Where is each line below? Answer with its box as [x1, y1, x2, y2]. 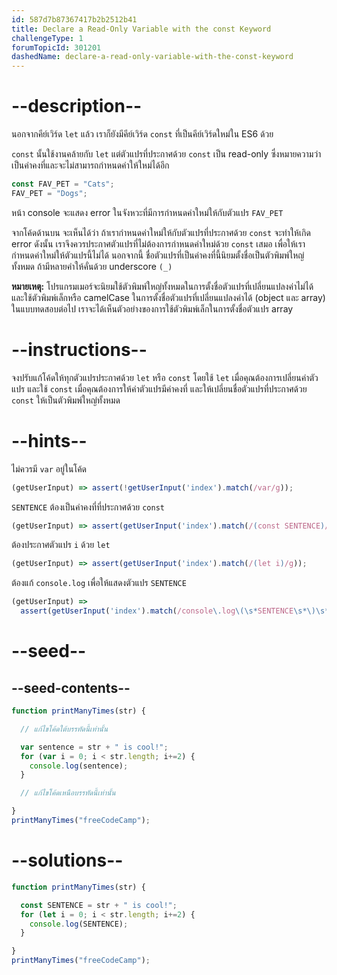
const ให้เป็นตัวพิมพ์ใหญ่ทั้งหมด [11, 394, 121, 406]
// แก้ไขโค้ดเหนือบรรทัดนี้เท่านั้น [20, 788, 116, 798]
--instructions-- [11, 339, 148, 361]
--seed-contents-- [11, 679, 131, 696]
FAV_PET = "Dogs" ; [11, 188, 88, 198]
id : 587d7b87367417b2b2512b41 [11, 14, 138, 25]
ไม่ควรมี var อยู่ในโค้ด [11, 462, 88, 475]
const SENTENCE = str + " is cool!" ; [20, 900, 178, 910]
